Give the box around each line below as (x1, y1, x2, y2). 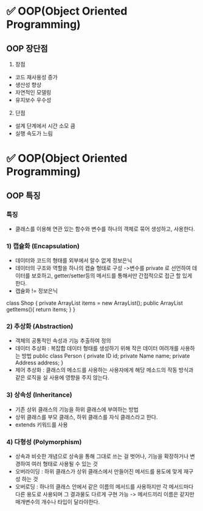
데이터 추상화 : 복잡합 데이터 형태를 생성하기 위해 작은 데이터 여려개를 (15, 345, 179, 352)
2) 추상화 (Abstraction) (6, 322, 74, 331)
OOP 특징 (6, 190, 41, 201)
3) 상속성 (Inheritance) (6, 391, 72, 399)
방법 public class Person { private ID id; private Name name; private (21, 352, 190, 360)
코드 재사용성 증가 (15, 74, 58, 80)
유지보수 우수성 (15, 96, 52, 103)
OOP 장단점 (6, 43, 48, 54)
